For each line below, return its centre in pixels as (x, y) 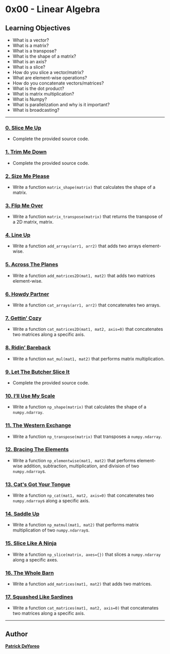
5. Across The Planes (32, 265)
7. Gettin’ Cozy (24, 318)
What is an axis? (30, 61)
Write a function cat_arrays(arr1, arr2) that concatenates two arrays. (87, 305)
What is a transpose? (34, 51)
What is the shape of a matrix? (44, 56)
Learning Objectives (38, 28)
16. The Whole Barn (30, 573)
